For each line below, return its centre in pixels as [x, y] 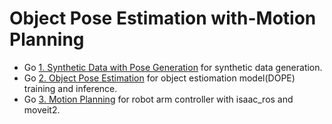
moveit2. [42, 109]
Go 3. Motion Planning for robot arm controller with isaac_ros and [158, 99]
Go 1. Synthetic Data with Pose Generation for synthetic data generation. [173, 67]
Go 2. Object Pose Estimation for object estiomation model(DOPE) [159, 78]
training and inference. [70, 88]
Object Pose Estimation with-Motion [163, 18]
